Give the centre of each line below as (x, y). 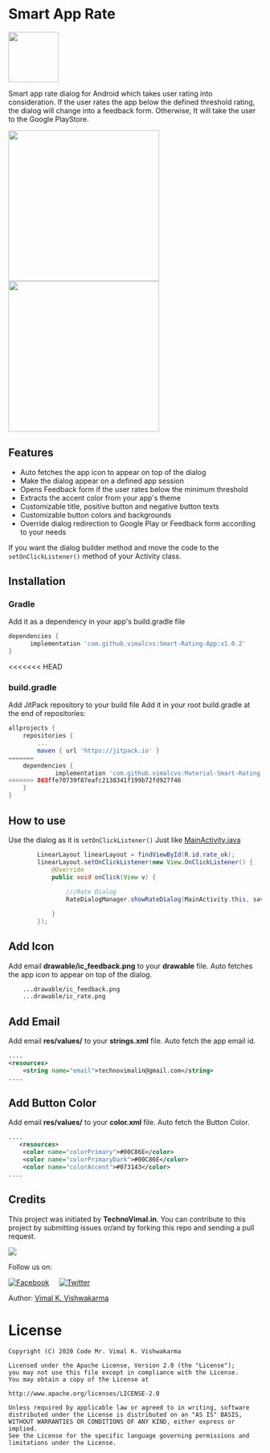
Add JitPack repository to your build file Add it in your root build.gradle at (129, 705)
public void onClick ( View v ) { (104, 877)
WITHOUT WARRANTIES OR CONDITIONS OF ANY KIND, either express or (122, 1422)
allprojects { (32, 728)
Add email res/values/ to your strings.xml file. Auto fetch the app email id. (132, 1041)
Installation (37, 581)
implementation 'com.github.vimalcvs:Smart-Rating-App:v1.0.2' (138, 644)
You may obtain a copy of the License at (79, 1380)
